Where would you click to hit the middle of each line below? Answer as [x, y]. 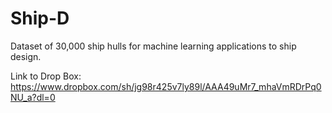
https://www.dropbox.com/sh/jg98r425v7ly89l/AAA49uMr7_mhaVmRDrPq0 [166, 86]
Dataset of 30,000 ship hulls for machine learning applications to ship [153, 46]
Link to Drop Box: [46, 76]
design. [26, 56]
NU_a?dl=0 [33, 97]
